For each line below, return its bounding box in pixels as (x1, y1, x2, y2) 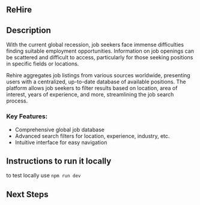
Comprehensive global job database (14, 126, 105, 133)
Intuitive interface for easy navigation (14, 138, 108, 146)
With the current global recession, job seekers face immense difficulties (6, 41, 184, 49)
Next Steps (6, 189, 49, 200)
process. (6, 97, 28, 104)
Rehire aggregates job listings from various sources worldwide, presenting (6, 72, 190, 79)
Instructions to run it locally (6, 156, 112, 166)
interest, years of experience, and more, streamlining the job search (6, 91, 174, 98)
